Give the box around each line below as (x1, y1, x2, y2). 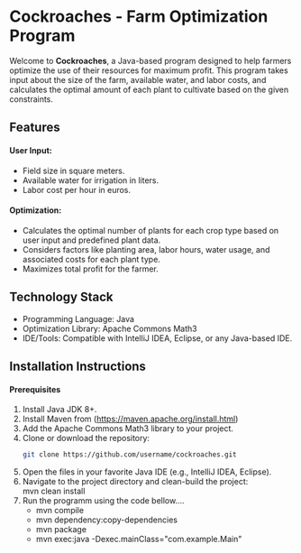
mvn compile (35, 505, 84, 516)
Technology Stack (9, 290, 114, 305)
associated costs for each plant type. (22, 253, 160, 264)
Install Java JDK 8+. (22, 404, 97, 415)
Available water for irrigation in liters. (22, 174, 160, 186)
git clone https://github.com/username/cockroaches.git (22, 450, 237, 459)
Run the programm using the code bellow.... (22, 495, 185, 506)
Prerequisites (9, 383, 61, 394)
